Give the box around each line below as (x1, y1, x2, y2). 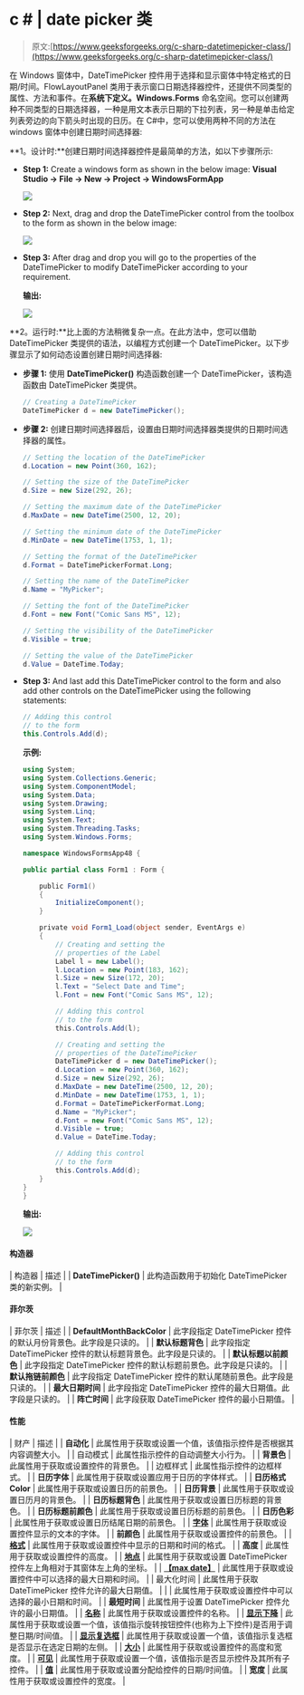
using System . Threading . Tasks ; (22, 824, 141, 833)
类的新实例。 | (9, 1281, 62, 1292)
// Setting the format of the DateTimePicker (22, 552, 197, 561)
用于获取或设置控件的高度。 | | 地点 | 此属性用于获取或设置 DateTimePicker (9, 1551, 288, 1562)
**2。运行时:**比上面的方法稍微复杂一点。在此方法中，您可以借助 (9, 326, 257, 337)
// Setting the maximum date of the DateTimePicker (22, 503, 222, 512)
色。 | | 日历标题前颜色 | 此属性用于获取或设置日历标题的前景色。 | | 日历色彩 (9, 1506, 294, 1517)
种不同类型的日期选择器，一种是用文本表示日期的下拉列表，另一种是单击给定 (9, 103, 295, 114)
